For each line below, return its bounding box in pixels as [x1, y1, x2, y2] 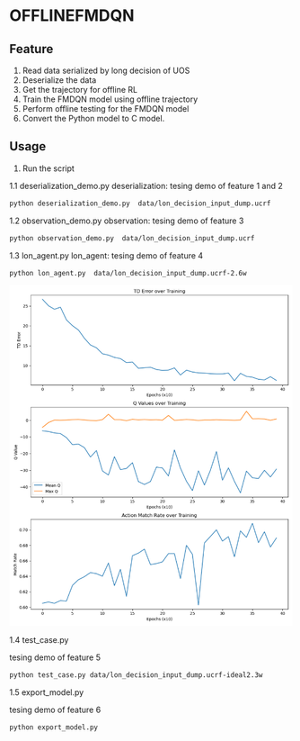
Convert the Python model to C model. [22, 113, 165, 123]
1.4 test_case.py [9, 635, 69, 646]
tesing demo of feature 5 [9, 652, 101, 663]
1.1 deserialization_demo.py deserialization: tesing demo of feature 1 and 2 [9, 180, 283, 191]
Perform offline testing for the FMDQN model [22, 104, 190, 113]
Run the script [22, 163, 75, 174]
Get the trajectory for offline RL [22, 85, 137, 95]
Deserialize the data [22, 75, 97, 86]
